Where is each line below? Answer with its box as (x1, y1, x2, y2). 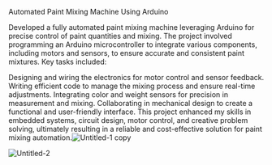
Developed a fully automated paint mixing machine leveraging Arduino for (8, 23, 255, 32)
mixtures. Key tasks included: (8, 57, 107, 66)
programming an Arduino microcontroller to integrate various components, (8, 40, 257, 49)
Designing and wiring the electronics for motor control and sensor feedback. (8, 73, 265, 82)
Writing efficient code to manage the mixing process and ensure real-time (8, 81, 256, 91)
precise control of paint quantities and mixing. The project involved (8, 32, 233, 40)
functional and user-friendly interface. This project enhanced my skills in (8, 107, 252, 116)
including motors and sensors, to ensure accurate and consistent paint (8, 49, 245, 57)
